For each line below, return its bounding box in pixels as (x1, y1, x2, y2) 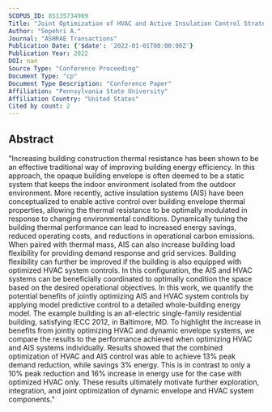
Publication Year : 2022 (8, 49, 89, 57)
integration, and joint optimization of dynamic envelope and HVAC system (8, 385, 254, 395)
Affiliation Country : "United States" (8, 95, 139, 103)
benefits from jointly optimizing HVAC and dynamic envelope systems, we (8, 325, 255, 335)
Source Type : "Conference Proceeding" (8, 65, 139, 73)
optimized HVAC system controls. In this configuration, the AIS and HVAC (8, 265, 253, 275)
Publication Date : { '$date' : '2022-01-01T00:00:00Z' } (8, 42, 194, 50)
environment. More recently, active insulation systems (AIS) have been (8, 188, 244, 198)
